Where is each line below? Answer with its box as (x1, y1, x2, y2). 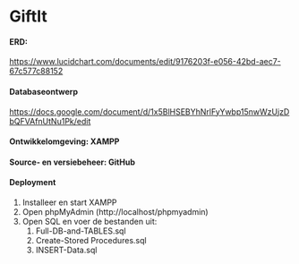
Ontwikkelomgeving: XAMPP (9, 136, 120, 147)
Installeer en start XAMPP (21, 197, 118, 208)
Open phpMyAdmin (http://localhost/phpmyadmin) (21, 206, 209, 217)
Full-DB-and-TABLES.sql (35, 226, 127, 236)
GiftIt (9, 6, 47, 27)
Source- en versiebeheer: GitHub (9, 157, 136, 167)
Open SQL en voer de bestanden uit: (21, 216, 158, 226)
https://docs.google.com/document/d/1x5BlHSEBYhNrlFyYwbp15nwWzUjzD (9, 106, 290, 117)
